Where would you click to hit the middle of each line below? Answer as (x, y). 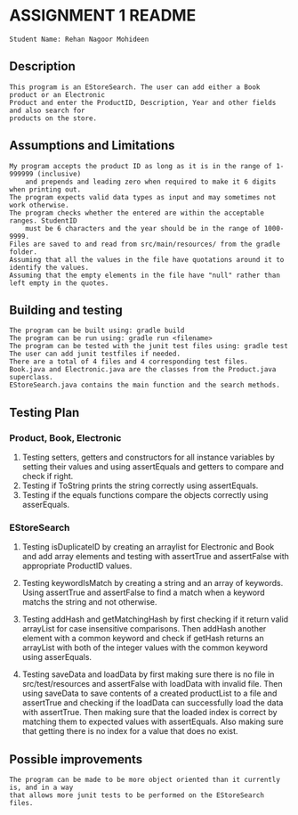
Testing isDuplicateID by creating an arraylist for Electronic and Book (148, 547)
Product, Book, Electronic (65, 437)
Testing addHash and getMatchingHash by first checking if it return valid (155, 619)
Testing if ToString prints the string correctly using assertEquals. (140, 485)
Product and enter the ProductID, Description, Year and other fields (143, 102)
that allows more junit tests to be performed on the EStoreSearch (137, 795)
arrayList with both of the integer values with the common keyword (145, 648)
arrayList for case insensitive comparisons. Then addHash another (144, 629)
